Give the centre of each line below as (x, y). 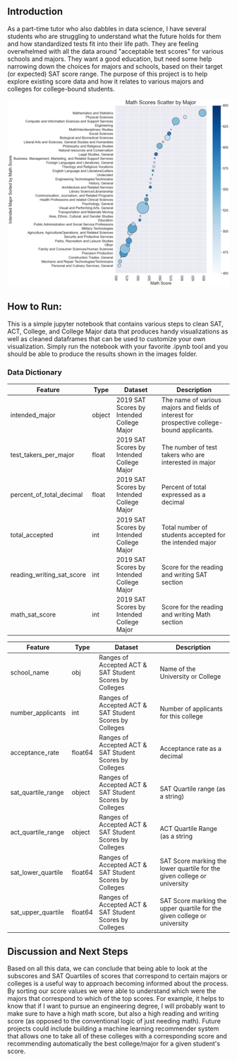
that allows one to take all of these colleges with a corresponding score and (117, 1036)
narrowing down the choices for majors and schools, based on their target (115, 66)
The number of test (189, 447)
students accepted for (193, 534)
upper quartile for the (191, 908)
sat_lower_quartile (37, 872)
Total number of (184, 527)
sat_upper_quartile (37, 912)
